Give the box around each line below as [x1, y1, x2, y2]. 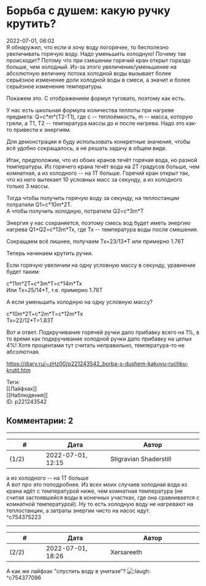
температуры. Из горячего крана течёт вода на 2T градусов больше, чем [6, 163, 200, 170]
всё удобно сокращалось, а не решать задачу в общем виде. [6, 144, 167, 152]
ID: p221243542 [6, 398, 47, 405]
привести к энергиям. [13, 126, 72, 133]
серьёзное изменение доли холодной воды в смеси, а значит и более [6, 76, 191, 83]
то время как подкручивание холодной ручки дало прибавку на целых [6, 335, 192, 342]
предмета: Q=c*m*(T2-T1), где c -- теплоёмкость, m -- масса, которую [6, 113, 193, 120]
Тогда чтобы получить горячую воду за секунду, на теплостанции [6, 194, 180, 201]
